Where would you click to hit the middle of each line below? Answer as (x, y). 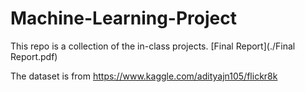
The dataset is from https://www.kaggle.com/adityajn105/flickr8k (144, 76)
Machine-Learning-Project (123, 18)
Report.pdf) (34, 56)
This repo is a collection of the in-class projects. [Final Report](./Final (153, 46)
